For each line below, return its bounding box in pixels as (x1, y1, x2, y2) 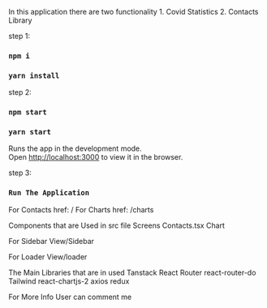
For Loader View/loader (8, 251, 88, 262)
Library (8, 15, 32, 25)
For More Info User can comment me (8, 292, 132, 302)
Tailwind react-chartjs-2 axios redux (8, 276, 130, 286)
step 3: (8, 168, 32, 178)
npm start (8, 108, 47, 117)
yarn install (8, 71, 60, 80)
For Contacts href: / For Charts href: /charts (8, 204, 154, 214)
